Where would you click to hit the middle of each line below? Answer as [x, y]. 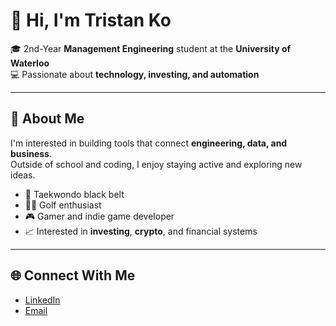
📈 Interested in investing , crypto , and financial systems [141, 231]
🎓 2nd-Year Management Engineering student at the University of [151, 48]
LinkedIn [42, 300]
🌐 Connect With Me [73, 275]
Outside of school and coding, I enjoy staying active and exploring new [156, 164]
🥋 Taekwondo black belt [74, 194]
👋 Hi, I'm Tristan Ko [91, 20]
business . [31, 153]
